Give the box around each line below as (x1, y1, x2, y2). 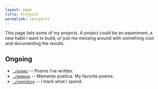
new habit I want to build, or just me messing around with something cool (5, 35, 154, 41)
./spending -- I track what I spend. (12, 79, 82, 85)
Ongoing (5, 55, 33, 63)
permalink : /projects (5, 16, 50, 21)
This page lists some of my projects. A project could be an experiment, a (5, 30, 153, 36)
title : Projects (5, 12, 39, 17)
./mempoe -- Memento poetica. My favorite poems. (12, 73, 115, 79)
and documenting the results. (5, 41, 65, 46)
